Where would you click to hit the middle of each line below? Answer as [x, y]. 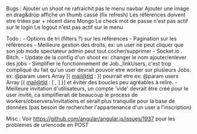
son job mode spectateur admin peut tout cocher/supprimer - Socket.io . [94, 51]
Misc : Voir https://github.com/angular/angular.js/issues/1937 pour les [91, 119]
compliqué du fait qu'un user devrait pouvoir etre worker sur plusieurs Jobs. [99, 70]
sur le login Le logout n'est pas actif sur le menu [65, 27]
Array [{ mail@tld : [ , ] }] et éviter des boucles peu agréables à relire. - [92, 82]
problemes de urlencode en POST [47, 125]
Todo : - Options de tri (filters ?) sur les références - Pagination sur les [91, 38]
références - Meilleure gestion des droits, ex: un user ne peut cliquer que [95, 45]
